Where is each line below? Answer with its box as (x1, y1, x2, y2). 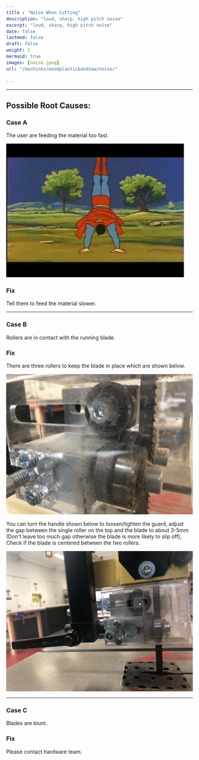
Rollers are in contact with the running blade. (6, 334, 115, 341)
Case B (6, 321, 27, 329)
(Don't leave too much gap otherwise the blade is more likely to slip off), (6, 533, 182, 540)
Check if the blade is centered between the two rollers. (6, 539, 140, 546)
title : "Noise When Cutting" (6, 9, 81, 15)
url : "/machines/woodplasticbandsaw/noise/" (6, 66, 118, 72)
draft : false (6, 41, 38, 47)
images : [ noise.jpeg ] (6, 59, 60, 65)
